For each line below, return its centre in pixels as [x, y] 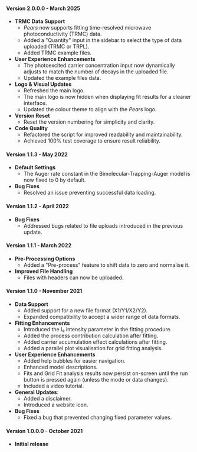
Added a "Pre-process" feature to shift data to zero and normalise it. [106, 265]
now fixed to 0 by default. [55, 180]
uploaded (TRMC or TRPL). [56, 47]
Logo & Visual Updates [43, 84]
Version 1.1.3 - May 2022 [37, 154]
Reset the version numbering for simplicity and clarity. [89, 122]
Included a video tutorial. [54, 386]
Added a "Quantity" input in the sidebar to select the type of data [102, 40]
